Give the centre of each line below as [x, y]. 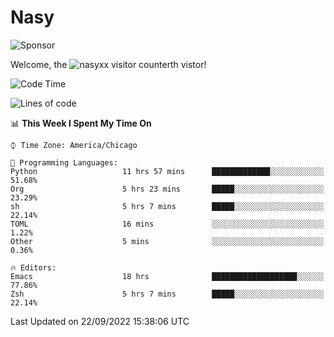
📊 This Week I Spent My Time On [81, 123]
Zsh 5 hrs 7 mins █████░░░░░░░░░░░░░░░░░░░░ [167, 294]
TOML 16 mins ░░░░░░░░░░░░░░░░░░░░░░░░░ [167, 224]
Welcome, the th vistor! [108, 64]
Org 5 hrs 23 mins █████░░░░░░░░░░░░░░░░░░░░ [167, 189]
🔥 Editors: [33, 267]
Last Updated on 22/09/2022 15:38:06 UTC [100, 321]
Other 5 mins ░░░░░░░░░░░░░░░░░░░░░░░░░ [167, 241]
